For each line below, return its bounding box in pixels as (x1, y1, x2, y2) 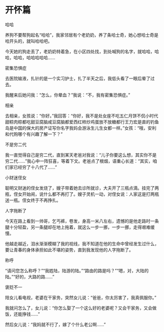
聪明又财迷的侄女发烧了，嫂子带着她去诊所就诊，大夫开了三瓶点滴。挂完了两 (5, 185, 159, 191)
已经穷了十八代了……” (13, 164, 57, 170)
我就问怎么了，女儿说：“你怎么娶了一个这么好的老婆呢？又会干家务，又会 (5, 305, 153, 311)
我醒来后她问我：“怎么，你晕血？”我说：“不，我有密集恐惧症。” (5, 92, 130, 98)
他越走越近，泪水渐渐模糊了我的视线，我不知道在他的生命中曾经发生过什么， (5, 240, 159, 246)
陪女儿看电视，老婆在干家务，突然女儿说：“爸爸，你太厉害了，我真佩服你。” (5, 294, 157, 300)
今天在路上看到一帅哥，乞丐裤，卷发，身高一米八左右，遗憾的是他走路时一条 (5, 218, 159, 224)
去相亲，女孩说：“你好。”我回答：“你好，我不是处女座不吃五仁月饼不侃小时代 (5, 113, 159, 119)
